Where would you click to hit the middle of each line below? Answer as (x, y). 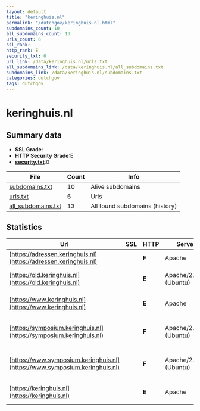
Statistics (24, 227)
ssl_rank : (18, 45)
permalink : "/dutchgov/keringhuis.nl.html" (61, 23)
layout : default (26, 12)
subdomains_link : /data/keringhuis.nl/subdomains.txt (74, 73)
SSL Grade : (29, 149)
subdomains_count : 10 (33, 28)
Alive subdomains (116, 187)
